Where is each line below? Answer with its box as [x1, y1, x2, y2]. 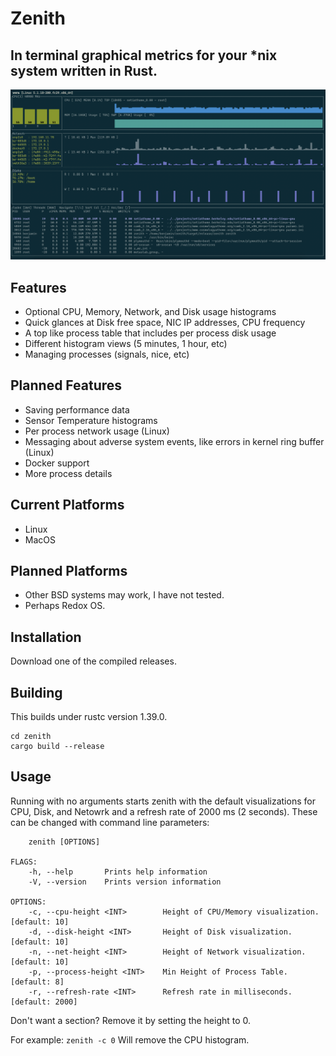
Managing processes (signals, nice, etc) [24, 348, 190, 360]
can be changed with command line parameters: [10, 816, 210, 828]
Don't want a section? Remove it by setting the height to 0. [10, 1014, 252, 1026]
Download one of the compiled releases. [10, 655, 177, 667]
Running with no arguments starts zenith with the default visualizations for [10, 795, 316, 807]
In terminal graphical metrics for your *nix [10, 47, 278, 64]
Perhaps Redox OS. [24, 600, 106, 612]
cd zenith [10, 732, 52, 742]
